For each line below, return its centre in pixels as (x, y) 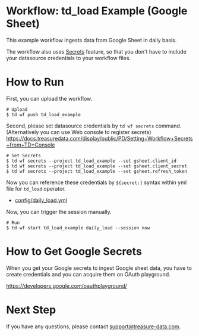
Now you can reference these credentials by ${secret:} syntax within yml (97, 182)
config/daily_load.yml (41, 200)
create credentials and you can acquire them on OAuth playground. (88, 274)
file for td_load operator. (36, 188)
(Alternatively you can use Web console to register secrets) (79, 132)
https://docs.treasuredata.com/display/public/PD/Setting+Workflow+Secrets (99, 138)
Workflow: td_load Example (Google (97, 11)
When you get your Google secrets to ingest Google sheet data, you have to (99, 268)
